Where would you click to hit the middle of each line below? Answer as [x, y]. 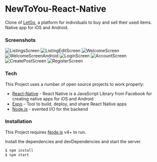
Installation [19, 121]
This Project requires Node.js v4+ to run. [46, 132]
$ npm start [17, 155]
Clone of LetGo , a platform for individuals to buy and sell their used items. [78, 22]
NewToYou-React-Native [56, 9]
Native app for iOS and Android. [37, 27]
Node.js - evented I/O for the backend [50, 109]
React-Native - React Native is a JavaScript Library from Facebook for [82, 94]
